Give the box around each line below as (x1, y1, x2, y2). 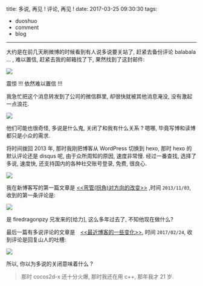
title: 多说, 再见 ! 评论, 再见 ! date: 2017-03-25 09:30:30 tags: (6, 5, 158, 12)
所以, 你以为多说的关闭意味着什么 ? (6, 260, 94, 267)
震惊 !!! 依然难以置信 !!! (6, 80, 62, 87)
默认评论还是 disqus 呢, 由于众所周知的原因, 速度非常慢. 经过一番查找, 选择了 (6, 153, 197, 159)
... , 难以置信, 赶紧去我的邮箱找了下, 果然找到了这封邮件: (6, 56, 145, 63)
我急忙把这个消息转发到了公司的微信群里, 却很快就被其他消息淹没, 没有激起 (6, 93, 192, 100)
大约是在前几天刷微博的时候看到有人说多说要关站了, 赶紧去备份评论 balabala (6, 48, 196, 56)
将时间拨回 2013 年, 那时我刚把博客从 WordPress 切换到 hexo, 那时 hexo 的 (6, 145, 192, 152)
